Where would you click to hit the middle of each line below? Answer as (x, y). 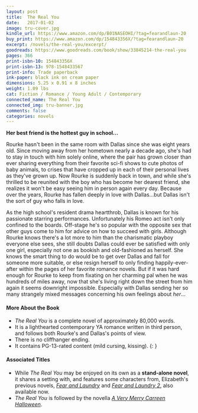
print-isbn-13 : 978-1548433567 (45, 67)
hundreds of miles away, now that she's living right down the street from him (99, 282)
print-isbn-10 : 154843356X (39, 61)
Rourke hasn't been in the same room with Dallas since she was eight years (98, 144)
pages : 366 (20, 56)
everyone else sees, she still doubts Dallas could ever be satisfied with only (98, 244)
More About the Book (33, 308)
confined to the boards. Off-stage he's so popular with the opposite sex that (99, 225)
